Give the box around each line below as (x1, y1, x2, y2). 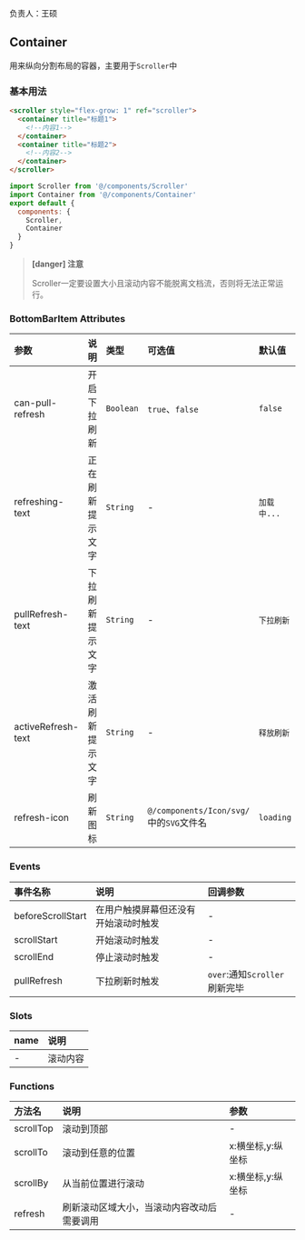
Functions (9, 1080, 54, 1093)
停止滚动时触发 (94, 951, 160, 964)
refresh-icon (14, 812, 70, 825)
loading (258, 813, 292, 823)
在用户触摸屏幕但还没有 (94, 903, 196, 915)
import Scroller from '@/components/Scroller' (9, 182, 189, 191)
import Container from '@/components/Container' (9, 190, 197, 199)
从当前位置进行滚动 (62, 1177, 145, 1190)
